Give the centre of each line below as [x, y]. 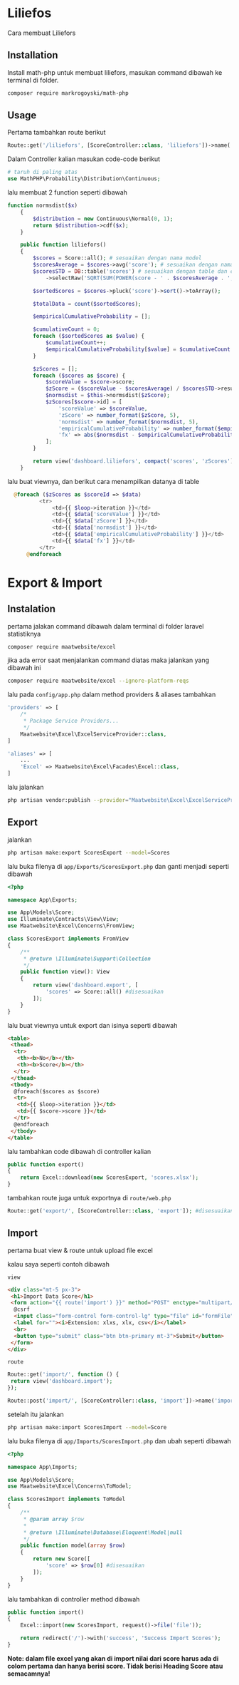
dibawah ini [24, 668]
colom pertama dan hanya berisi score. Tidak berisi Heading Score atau [115, 1666]
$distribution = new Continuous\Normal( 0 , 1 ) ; [103, 219]
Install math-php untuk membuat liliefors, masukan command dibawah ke [115, 72]
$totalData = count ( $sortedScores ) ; [87, 304]
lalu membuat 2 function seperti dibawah [68, 192]
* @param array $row [53, 1519]
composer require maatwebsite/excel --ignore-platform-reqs [99, 681]
